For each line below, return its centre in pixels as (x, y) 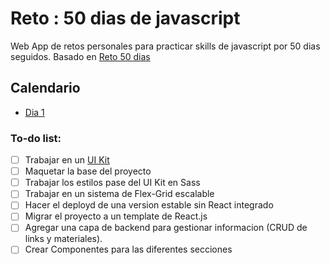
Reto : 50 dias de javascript (125, 18)
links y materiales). (63, 239)
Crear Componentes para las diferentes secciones (128, 249)
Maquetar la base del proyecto (88, 171)
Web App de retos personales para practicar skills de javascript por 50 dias (165, 46)
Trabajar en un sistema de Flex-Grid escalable (119, 194)
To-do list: (36, 138)
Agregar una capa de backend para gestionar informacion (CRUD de (166, 228)
